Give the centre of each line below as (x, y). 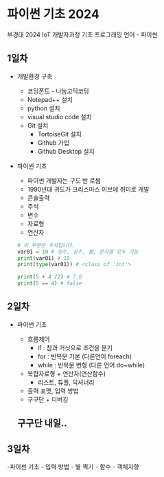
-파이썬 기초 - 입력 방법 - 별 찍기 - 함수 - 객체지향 (73, 467)
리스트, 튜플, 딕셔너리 (66, 382)
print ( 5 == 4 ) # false (49, 283)
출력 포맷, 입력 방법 (53, 391)
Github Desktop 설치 (66, 151)
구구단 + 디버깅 (48, 399)
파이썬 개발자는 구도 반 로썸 (64, 181)
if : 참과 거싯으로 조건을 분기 (75, 347)
